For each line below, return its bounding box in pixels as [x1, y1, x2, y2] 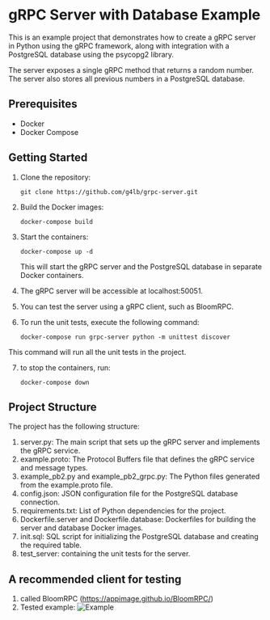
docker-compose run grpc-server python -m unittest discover [19, 333, 231, 341]
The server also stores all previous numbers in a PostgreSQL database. [8, 74, 245, 83]
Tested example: [19, 602, 76, 612]
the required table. [19, 540, 82, 550]
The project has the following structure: [8, 422, 140, 432]
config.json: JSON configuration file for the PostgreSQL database [19, 489, 238, 499]
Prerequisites [8, 97, 78, 111]
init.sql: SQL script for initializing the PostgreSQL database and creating [19, 532, 259, 542]
